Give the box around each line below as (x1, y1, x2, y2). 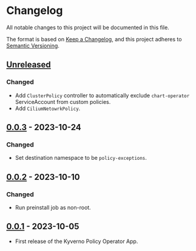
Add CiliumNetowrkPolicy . (15, 105, 81, 112)
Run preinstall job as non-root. (15, 204, 91, 211)
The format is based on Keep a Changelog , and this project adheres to (6, 35, 182, 43)
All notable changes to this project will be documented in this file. (6, 24, 170, 31)
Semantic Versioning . (6, 42, 59, 49)
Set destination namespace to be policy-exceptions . (15, 154, 147, 162)
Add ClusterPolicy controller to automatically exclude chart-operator (15, 92, 190, 99)
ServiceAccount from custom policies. (15, 98, 111, 105)
